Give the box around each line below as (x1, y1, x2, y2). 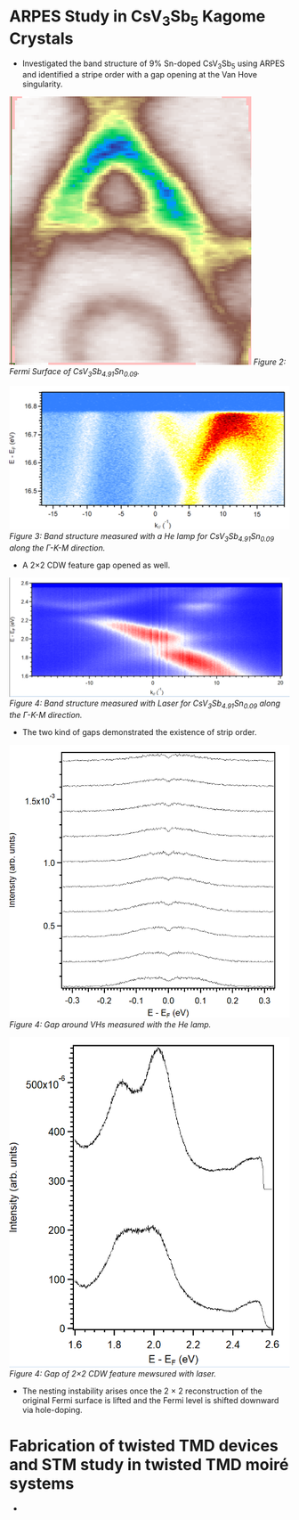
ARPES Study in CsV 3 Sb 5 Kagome (9, 6, 266, 29)
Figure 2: (253, 356, 287, 367)
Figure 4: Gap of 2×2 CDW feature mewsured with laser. (9, 1368, 216, 1378)
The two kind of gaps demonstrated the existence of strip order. (21, 727, 257, 738)
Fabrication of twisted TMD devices (9, 1435, 279, 1456)
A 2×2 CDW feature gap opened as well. (21, 560, 171, 570)
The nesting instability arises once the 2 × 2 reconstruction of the (21, 1385, 263, 1396)
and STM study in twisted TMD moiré (9, 1454, 289, 1475)
